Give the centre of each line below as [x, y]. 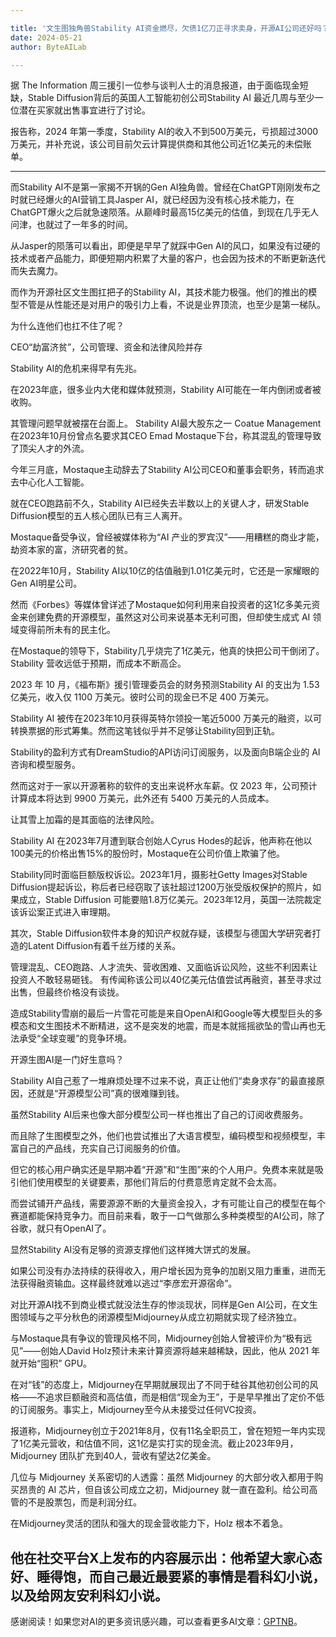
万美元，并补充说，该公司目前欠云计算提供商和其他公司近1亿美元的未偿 [156, 144]
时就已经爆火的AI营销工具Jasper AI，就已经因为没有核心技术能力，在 [152, 200]
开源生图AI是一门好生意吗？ [67, 1060]
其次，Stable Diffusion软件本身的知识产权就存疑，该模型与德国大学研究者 [161, 933]
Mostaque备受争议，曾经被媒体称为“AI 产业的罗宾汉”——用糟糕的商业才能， [167, 537]
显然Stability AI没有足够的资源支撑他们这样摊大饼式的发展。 [133, 1250]
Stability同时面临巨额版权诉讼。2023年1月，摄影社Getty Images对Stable [159, 875]
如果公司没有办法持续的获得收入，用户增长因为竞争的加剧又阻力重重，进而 [163, 1271]
